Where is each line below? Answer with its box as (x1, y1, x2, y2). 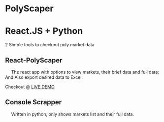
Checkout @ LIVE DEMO (5, 84, 55, 90)
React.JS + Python (5, 26, 83, 37)
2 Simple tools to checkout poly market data (5, 42, 95, 48)
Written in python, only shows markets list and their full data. (11, 111, 134, 117)
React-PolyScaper (5, 56, 63, 64)
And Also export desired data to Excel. (5, 74, 83, 80)
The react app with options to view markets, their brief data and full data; (11, 69, 159, 75)
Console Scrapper (5, 98, 62, 106)
